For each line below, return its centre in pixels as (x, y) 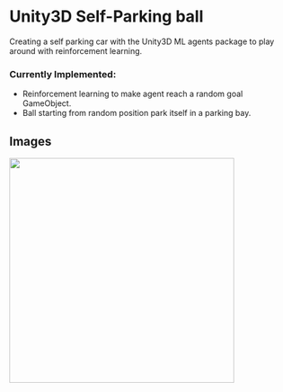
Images (31, 141)
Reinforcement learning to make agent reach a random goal (133, 94)
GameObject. (47, 103)
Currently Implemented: (63, 74)
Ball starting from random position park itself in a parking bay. (137, 113)
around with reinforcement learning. (76, 50)
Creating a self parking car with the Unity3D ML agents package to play (142, 41)
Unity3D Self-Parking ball (106, 17)
